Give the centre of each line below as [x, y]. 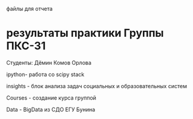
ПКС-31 [26, 46]
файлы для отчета [30, 9]
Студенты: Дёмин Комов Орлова [49, 62]
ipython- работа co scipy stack [45, 74]
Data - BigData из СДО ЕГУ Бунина [51, 109]
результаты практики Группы [85, 33]
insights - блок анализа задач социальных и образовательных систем [97, 86]
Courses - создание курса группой [51, 98]
